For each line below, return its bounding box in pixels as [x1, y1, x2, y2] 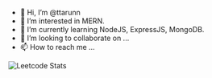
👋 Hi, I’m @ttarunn [19, 8, 81, 17]
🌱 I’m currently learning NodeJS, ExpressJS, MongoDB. [19, 25, 205, 34]
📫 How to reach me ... [19, 43, 95, 51]
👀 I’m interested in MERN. [19, 16, 105, 26]
